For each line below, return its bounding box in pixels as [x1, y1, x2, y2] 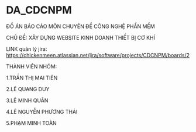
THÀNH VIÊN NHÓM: [6, 62, 57, 70]
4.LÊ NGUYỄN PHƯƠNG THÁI [6, 108, 78, 115]
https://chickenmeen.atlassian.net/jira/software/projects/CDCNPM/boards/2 [6, 51, 190, 58]
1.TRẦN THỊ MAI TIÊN [6, 74, 58, 81]
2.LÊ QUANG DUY [6, 85, 50, 92]
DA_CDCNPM [6, 4, 72, 17]
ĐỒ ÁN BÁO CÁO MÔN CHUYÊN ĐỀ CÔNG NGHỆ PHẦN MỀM [6, 23, 155, 30]
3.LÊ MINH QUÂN [6, 97, 49, 104]
